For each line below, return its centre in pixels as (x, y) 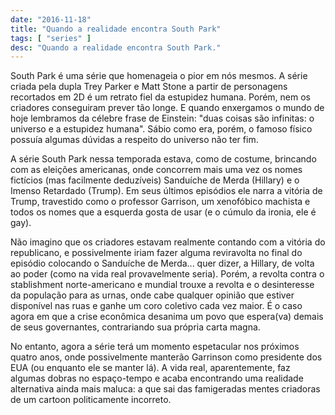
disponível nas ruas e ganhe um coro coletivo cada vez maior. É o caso (156, 306)
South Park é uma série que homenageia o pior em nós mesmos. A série (159, 76)
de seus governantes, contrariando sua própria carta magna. (135, 327)
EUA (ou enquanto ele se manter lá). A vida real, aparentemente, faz (150, 368)
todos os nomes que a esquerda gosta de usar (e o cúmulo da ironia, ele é (163, 212)
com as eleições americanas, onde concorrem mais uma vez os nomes (156, 170)
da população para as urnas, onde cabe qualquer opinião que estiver (152, 295)
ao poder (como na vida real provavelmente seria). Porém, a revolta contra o (167, 274)
